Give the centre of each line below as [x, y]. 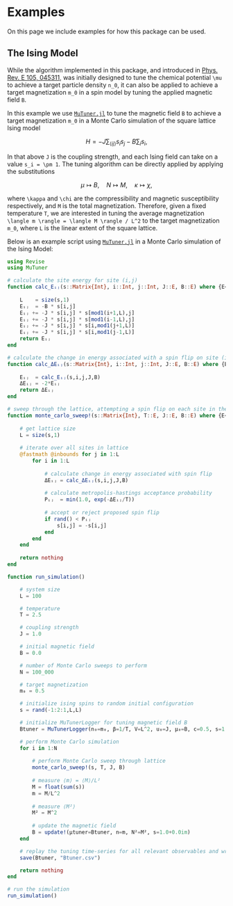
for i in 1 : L [51, 461]
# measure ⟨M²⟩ [54, 806]
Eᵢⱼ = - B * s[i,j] [48, 306]
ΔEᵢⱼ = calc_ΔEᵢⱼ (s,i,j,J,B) [86, 480]
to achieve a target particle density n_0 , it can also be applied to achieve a [113, 85]
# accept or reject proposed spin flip [102, 513]
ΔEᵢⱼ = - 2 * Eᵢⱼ [40, 383]
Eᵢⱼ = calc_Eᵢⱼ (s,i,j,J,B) [60, 377]
